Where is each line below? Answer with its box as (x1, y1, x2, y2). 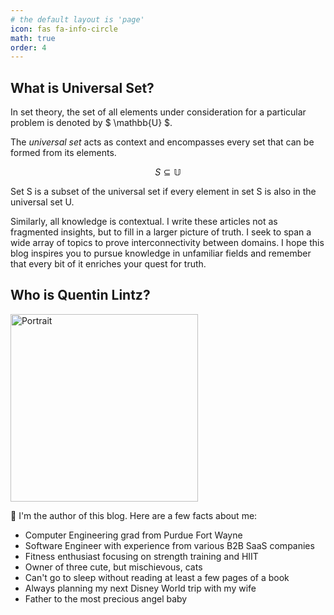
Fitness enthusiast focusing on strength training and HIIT (24, 550, 259, 562)
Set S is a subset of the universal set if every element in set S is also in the (10, 186, 317, 198)
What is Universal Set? (10, 79, 155, 96)
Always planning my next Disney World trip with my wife (24, 582, 257, 594)
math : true (10, 33, 56, 43)
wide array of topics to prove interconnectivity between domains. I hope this (10, 237, 325, 249)
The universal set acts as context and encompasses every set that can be (10, 136, 315, 148)
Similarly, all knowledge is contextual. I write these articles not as (10, 216, 278, 228)
